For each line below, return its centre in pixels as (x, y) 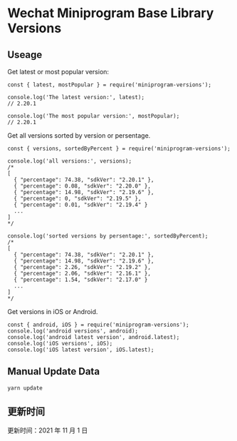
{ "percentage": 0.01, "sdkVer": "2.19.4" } (81, 205)
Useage (25, 55)
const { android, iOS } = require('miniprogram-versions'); (99, 325)
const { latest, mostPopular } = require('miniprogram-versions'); (110, 85)
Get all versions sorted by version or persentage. (79, 136)
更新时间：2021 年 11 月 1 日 (48, 430)
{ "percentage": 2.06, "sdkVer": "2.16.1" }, (83, 273)
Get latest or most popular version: (58, 72)
